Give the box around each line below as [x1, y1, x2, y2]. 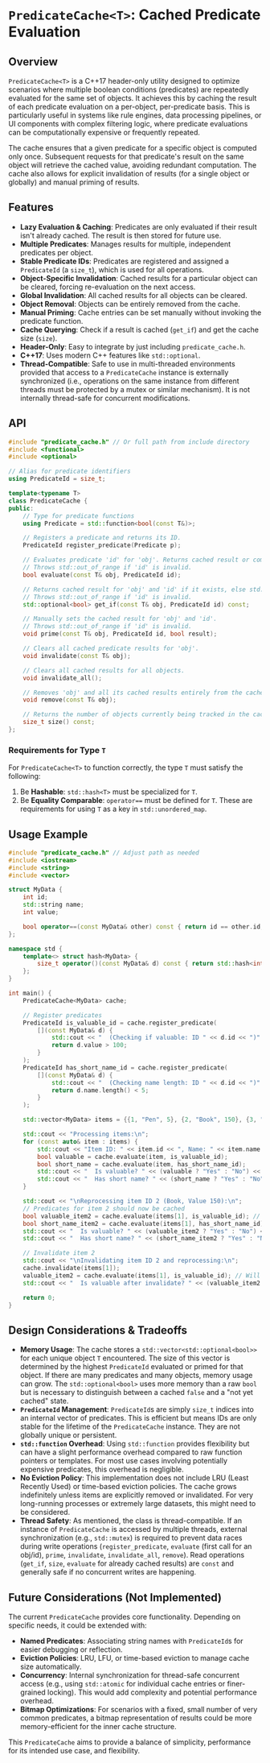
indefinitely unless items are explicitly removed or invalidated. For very [19, 1490, 254, 1500]
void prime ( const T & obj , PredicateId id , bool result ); [22, 630, 218, 638]
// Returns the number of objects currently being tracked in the [22, 710, 250, 718]
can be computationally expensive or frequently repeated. [8, 127, 201, 137]
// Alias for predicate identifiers [8, 467, 131, 476]
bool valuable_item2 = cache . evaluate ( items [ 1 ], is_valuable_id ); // [22, 1212, 261, 1220]
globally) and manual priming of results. [8, 177, 140, 187]
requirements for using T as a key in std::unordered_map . [19, 804, 207, 814]
